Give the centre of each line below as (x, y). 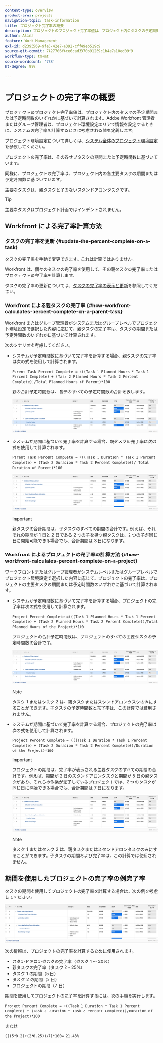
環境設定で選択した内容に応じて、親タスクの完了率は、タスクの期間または (83, 329)
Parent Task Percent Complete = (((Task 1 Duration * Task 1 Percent (84, 458)
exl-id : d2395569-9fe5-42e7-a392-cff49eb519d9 (53, 46)
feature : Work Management (31, 41)
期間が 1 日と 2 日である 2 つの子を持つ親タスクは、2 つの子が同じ (91, 535)
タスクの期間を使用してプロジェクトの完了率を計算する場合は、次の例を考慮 (81, 891)
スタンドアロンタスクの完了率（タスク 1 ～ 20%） (62, 962)
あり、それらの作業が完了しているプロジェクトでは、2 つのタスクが (88, 782)
